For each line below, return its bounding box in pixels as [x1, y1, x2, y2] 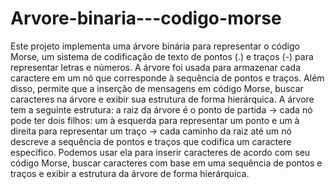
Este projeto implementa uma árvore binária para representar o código [10, 40, 300, 52]
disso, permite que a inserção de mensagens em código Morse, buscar [10, 82, 304, 94]
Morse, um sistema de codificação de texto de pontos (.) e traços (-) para [10, 50, 314, 62]
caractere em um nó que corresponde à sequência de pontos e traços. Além [10, 72, 325, 84]
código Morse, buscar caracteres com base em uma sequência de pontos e [10, 157, 323, 169]
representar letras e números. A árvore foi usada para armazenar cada [10, 61, 302, 73]
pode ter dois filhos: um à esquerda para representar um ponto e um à [10, 114, 300, 126]
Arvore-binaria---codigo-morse [10, 7, 282, 30]
